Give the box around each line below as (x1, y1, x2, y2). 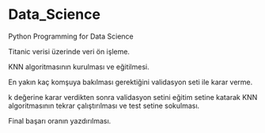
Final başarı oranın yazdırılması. (8, 116, 112, 125)
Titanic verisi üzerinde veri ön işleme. (8, 46, 131, 56)
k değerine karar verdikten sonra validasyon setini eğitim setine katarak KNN (8, 92, 258, 102)
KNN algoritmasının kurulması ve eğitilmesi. (8, 61, 150, 72)
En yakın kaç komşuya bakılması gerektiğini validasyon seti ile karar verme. (8, 77, 253, 87)
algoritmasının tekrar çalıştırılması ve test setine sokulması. (8, 101, 200, 110)
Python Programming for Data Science (8, 31, 134, 41)
